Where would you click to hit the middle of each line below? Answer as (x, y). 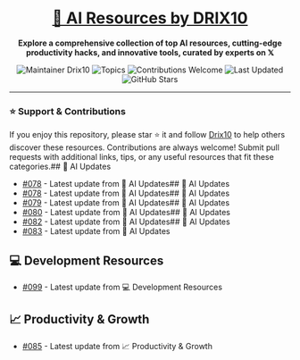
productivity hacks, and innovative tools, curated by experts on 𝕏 (150, 52)
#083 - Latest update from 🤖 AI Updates (96, 231)
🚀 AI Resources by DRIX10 (150, 18)
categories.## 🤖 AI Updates (60, 167)
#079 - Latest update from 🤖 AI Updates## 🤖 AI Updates (126, 203)
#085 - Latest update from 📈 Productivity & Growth (117, 346)
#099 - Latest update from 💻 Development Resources (122, 287)
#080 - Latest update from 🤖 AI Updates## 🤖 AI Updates (126, 213)
